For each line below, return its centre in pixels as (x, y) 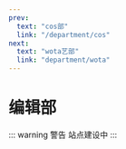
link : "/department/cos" (63, 35)
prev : (19, 18)
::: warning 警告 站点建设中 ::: (63, 134)
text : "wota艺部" (48, 52)
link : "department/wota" (63, 60)
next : (19, 43)
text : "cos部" (43, 26)
